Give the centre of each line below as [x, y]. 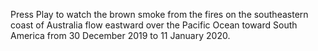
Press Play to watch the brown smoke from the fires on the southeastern [159, 14]
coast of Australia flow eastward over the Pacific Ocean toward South [154, 25]
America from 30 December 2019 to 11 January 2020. [120, 35]
